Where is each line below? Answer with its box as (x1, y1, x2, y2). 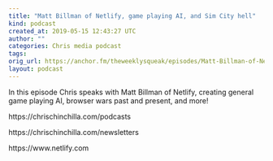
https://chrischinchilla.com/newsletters (8, 127, 140, 137)
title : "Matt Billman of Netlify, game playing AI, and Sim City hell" (8, 11, 256, 20)
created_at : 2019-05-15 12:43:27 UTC (8, 27, 136, 35)
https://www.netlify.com (8, 143, 89, 153)
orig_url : (8, 58, 42, 66)
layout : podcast (8, 65, 63, 73)
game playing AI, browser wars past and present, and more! (8, 95, 209, 106)
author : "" (8, 34, 45, 43)
